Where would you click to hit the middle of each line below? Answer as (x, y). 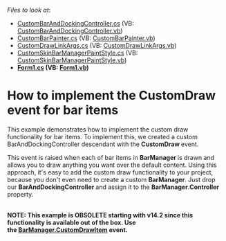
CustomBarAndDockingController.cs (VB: (76, 23)
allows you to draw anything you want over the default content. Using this (112, 165)
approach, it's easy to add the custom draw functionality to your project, (110, 172)
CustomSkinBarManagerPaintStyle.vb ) (72, 60)
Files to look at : (29, 10)
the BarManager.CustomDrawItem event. (67, 230)
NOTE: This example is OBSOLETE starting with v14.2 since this (100, 215)
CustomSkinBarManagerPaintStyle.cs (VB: (77, 53)
